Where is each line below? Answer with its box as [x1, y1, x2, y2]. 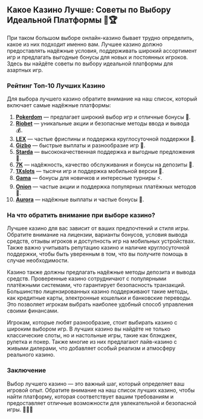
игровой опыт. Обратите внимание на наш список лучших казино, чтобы [7, 386, 195, 394]
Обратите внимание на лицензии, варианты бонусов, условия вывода [7, 231, 188, 239]
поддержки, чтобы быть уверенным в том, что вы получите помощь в [7, 251, 188, 258]
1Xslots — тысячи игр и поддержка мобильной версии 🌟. [15, 168, 164, 175]
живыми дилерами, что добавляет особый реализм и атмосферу [7, 345, 176, 352]
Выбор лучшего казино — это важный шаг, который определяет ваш [7, 380, 185, 387]
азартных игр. [7, 66, 43, 73]
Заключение [7, 366, 47, 375]
